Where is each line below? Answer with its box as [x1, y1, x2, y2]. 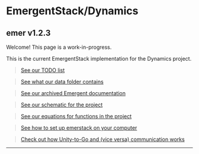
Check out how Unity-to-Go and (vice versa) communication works [20, 136, 185, 143]
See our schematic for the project [20, 101, 103, 108]
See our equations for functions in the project [20, 113, 132, 120]
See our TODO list [20, 67, 65, 74]
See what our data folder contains [20, 78, 104, 85]
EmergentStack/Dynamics [6, 4, 139, 18]
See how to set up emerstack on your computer [20, 124, 137, 131]
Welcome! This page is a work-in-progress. [6, 43, 112, 51]
